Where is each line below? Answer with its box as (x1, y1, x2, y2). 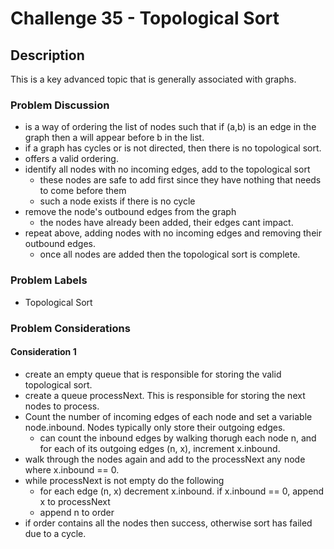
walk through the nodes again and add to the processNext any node (24, 453, 306, 465)
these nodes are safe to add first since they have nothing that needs (39, 174, 322, 186)
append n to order (39, 506, 115, 518)
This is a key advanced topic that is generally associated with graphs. (10, 73, 297, 85)
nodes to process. (24, 400, 100, 412)
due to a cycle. (24, 527, 87, 539)
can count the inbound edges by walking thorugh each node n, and (39, 432, 317, 444)
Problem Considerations (10, 321, 131, 335)
